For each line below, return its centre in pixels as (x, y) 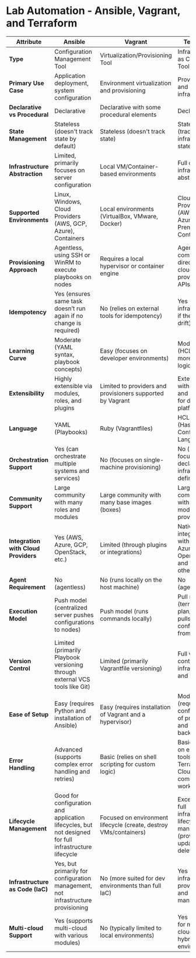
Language (23, 428)
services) (67, 478)
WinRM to (68, 262)
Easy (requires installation (135, 707)
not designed (73, 832)
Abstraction (26, 174)
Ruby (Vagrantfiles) (127, 428)
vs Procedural (29, 114)
